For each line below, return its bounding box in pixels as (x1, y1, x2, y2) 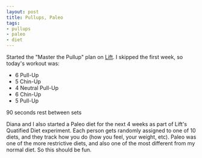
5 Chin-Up (14, 78, 41, 85)
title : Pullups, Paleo (6, 14, 63, 21)
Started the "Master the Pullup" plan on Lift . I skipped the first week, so (6, 54, 183, 60)
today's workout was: (6, 60, 60, 67)
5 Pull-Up (14, 97, 39, 104)
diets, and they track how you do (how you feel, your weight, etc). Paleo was (6, 133, 197, 141)
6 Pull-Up (14, 72, 39, 78)
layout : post (6, 8, 39, 15)
